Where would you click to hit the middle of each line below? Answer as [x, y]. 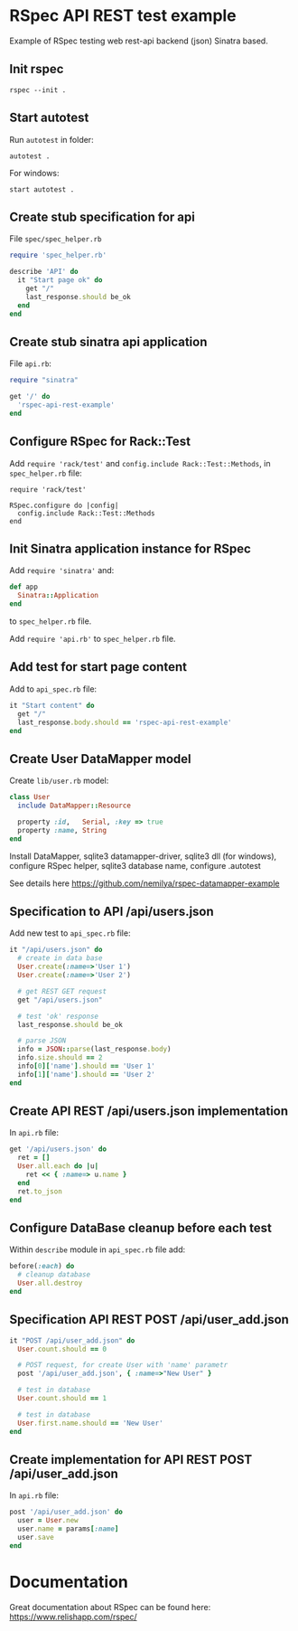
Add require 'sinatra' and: [62, 570]
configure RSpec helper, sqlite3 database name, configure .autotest [135, 865]
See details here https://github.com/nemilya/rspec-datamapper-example [144, 883]
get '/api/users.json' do [58, 1149]
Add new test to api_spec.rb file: [70, 933]
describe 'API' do [44, 272]
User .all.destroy [50, 1283]
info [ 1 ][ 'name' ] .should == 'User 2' [86, 1074]
